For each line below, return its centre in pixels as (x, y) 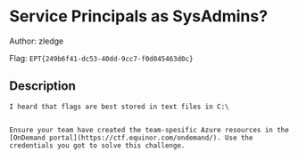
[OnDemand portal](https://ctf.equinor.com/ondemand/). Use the (131, 138)
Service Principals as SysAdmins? (139, 16)
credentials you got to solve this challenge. (97, 145)
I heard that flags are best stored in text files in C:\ (119, 107)
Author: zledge (37, 41)
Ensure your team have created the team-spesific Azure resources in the (149, 130)
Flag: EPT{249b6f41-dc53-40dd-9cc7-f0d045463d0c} (101, 58)
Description (42, 86)
